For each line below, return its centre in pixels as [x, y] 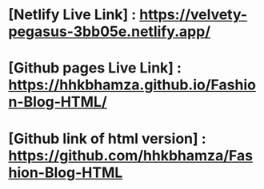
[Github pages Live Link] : [95, 68]
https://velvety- [193, 15]
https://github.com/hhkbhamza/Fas [131, 155]
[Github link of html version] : [107, 138]
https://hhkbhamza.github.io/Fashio [132, 85]
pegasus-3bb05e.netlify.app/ [110, 31]
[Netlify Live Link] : [72, 15]
